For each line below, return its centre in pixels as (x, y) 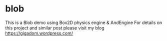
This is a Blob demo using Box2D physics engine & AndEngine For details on (84, 22)
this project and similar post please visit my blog (55, 27)
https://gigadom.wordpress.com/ (39, 33)
